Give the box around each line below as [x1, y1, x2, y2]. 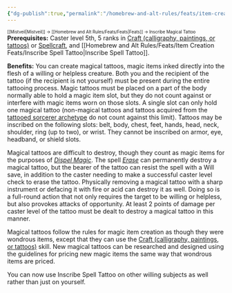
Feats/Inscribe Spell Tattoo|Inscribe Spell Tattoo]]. [7, 48, 150, 57]
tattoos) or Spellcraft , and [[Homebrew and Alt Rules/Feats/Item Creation [7, 41, 215, 49]
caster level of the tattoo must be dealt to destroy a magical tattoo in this [7, 207, 214, 215]
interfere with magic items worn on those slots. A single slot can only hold [7, 98, 217, 107]
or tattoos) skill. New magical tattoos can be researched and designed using [7, 242, 224, 250]
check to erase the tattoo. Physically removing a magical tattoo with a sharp [7, 177, 223, 186]
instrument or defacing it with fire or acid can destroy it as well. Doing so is [7, 185, 220, 193]
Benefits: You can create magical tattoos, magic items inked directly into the [7, 61, 225, 70]
